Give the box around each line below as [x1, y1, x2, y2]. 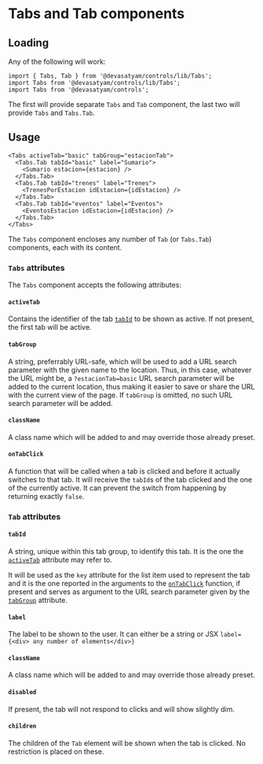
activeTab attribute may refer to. [8, 555, 112, 565]
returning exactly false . [8, 491, 85, 500]
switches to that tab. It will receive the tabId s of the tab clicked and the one [8, 474, 253, 484]
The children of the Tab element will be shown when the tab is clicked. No [8, 738, 246, 747]
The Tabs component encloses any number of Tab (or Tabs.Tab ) [8, 234, 212, 244]
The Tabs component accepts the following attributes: [8, 280, 182, 290]
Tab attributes [8, 511, 61, 522]
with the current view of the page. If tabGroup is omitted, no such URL [8, 390, 233, 400]
